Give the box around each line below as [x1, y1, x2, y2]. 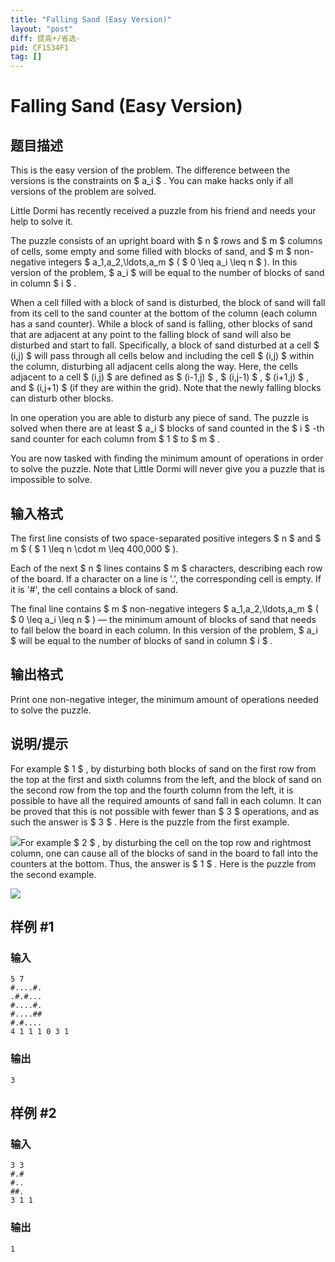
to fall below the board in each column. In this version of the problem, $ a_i [10, 624, 318, 636]
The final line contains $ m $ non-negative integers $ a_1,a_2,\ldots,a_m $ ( [10, 602, 319, 615]
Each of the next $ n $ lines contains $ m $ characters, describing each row [10, 562, 323, 574]
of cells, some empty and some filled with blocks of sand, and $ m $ [10, 246, 292, 258]
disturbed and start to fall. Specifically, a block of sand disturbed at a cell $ [10, 339, 320, 351]
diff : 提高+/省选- [10, 33, 82, 43]
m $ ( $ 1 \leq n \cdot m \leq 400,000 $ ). [10, 542, 179, 555]
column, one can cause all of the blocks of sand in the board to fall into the [10, 847, 319, 859]
